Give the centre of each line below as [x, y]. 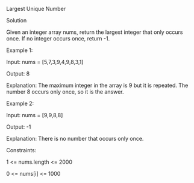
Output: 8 [18, 74]
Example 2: [20, 103]
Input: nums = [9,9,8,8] [35, 115]
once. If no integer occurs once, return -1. [58, 38]
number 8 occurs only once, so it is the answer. [65, 92]
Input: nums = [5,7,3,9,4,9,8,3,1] [45, 62]
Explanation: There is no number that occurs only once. [75, 139]
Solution [17, 20]
